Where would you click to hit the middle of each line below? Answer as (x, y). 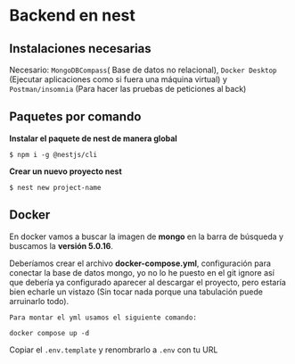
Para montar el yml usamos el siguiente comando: (103, 318)
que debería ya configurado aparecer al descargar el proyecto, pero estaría (148, 282)
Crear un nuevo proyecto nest (66, 171)
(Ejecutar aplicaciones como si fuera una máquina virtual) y (118, 79)
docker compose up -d (49, 333)
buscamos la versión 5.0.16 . (61, 245)
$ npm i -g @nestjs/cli (53, 154)
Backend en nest (73, 16)
